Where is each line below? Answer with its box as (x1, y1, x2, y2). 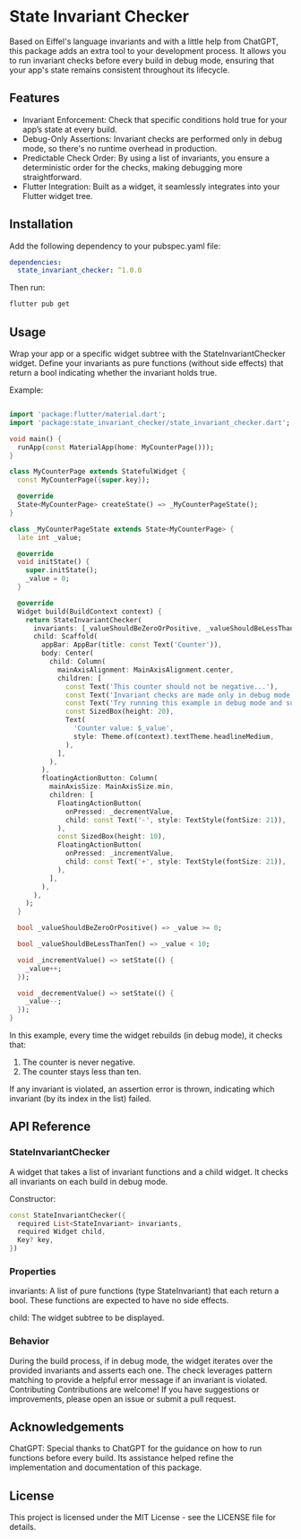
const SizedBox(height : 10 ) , (56, 832, 167, 841)
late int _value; (17, 533, 82, 542)
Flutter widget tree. (21, 190, 93, 201)
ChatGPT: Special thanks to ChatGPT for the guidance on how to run (9, 1443, 262, 1454)
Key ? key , (17, 1236, 54, 1245)
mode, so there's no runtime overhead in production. (21, 143, 218, 153)
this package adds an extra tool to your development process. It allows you (9, 45, 287, 56)
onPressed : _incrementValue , (65, 849, 175, 858)
